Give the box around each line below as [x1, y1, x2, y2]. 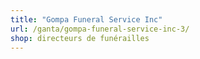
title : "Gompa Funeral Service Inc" [10, 14, 163, 25]
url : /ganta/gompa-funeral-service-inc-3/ [10, 24, 190, 34]
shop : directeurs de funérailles [10, 33, 150, 43]
